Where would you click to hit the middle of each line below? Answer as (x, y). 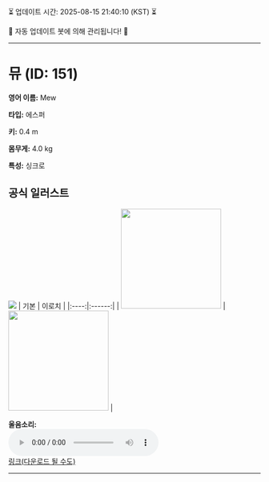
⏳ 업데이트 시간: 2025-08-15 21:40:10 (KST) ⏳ (82, 12)
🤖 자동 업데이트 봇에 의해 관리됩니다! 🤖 (68, 31)
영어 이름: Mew (32, 98)
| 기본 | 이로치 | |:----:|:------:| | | (122, 305)
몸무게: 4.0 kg (31, 148)
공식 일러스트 (39, 193)
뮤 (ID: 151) (43, 74)
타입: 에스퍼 (27, 114)
